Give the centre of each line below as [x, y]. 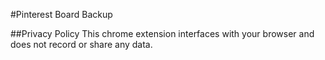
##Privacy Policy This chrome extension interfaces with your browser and [162, 33]
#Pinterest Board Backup [61, 14]
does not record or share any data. [81, 44]
